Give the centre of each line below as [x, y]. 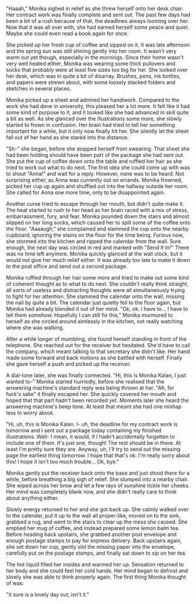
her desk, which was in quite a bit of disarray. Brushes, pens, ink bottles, [94, 76]
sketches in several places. [39, 88]
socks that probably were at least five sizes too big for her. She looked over [97, 70]
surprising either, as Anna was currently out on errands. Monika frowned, [94, 180]
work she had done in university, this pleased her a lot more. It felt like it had [98, 106]
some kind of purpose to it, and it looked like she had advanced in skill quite [97, 112]
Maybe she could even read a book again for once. [67, 33]
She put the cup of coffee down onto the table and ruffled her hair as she [94, 161]
